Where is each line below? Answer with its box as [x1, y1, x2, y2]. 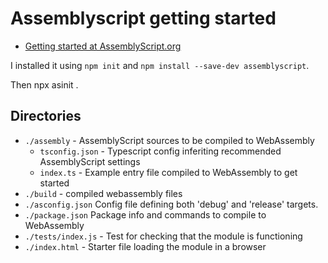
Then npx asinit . [10, 78, 79, 91]
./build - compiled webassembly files [24, 187, 183, 199]
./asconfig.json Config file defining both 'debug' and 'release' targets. [24, 198, 319, 210]
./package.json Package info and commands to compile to [24, 208, 267, 221]
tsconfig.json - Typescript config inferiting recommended [39, 145, 282, 157]
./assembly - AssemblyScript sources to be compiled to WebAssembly [24, 134, 315, 146]
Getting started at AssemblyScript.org [24, 40, 182, 52]
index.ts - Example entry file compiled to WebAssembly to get [39, 166, 298, 178]
